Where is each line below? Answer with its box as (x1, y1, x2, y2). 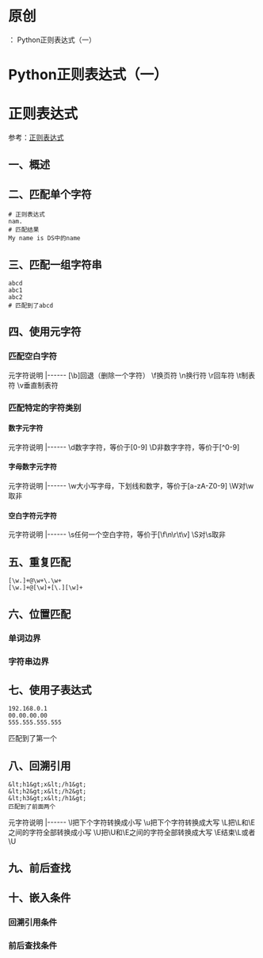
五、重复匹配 (8, 555, 71, 569)
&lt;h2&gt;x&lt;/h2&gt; (8, 787, 87, 795)
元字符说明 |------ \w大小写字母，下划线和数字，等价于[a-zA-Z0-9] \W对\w (8, 481, 254, 491)
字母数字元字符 (8, 462, 57, 472)
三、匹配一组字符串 (8, 258, 102, 271)
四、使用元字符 (8, 325, 82, 339)
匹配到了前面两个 (8, 803, 56, 810)
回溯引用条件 (8, 917, 58, 928)
